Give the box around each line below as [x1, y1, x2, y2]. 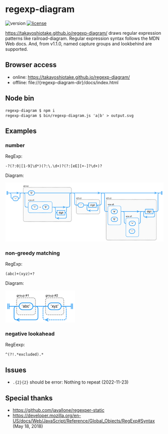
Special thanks [5, 394, 53, 402]
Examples [5, 127, 37, 135]
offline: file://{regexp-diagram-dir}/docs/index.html [12, 79, 119, 85]
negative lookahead [5, 330, 55, 337]
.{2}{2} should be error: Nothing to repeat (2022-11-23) [12, 379, 129, 385]
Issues [5, 365, 27, 374]
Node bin [5, 94, 34, 103]
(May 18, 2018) [12, 423, 43, 429]
